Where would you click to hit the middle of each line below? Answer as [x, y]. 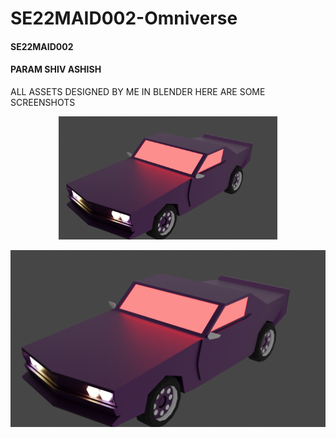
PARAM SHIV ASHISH [56, 69]
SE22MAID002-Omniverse [124, 18]
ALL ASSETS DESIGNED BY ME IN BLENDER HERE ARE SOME [138, 91]
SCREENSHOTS [43, 102]
